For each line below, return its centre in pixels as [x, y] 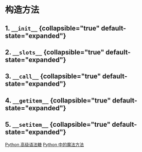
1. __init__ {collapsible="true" [52, 28]
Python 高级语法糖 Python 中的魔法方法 [44, 144]
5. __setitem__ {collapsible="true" [58, 125]
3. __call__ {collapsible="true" [53, 76]
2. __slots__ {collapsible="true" [55, 52]
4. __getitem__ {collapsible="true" [58, 100]
